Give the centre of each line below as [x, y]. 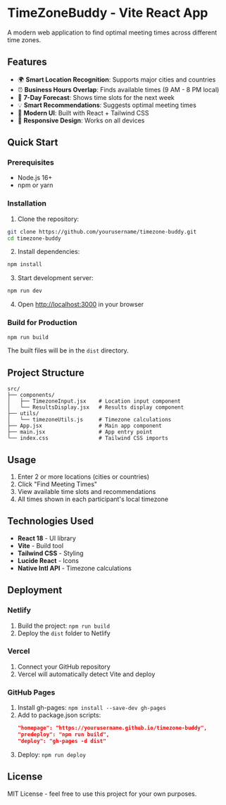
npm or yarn [35, 185]
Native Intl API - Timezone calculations [74, 568]
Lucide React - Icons [48, 560]
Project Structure [46, 373]
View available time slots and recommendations [87, 492]
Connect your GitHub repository [64, 666]
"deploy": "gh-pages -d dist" [62, 741]
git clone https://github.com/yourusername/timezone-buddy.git [102, 232]
